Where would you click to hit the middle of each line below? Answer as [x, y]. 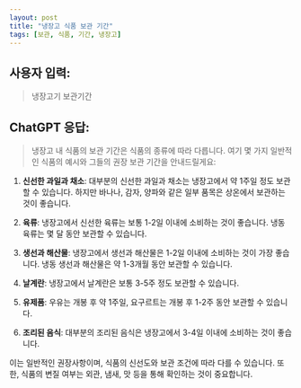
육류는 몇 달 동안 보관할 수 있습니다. [84, 234]
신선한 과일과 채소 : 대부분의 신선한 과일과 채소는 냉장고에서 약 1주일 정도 [148, 181]
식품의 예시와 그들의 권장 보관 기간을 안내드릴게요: [128, 162]
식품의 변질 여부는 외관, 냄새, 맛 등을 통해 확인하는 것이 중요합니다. [137, 374]
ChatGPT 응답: [49, 127]
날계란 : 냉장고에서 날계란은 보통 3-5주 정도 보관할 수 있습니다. [131, 283]
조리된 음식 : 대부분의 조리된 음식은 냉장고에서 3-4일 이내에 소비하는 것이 [149, 332]
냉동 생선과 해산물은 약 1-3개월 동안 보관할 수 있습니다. [137, 264]
